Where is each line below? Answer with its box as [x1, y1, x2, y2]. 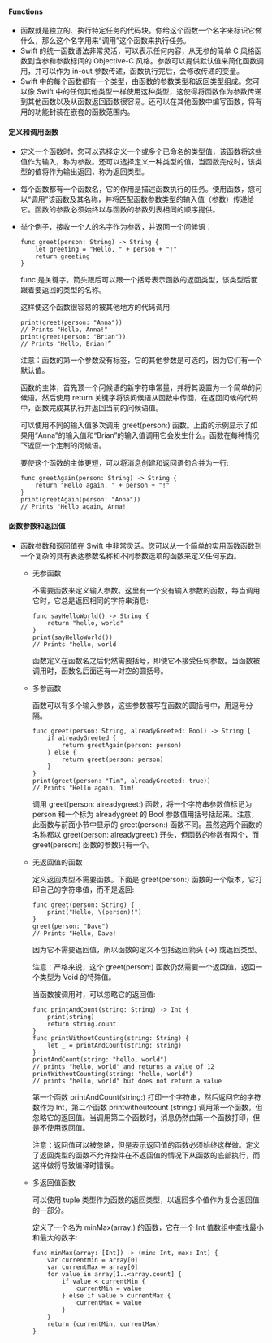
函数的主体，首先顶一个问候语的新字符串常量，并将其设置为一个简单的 [19, 383, 256, 392]
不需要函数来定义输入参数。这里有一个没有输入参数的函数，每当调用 [32, 585, 261, 595]
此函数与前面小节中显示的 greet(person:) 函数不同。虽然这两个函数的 [32, 819, 263, 829]
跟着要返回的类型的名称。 [19, 285, 106, 295]
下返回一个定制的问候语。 [19, 440, 106, 451]
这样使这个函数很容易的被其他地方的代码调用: [19, 302, 172, 313]
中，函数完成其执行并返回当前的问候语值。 [19, 403, 163, 413]
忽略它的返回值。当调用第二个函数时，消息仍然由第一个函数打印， [32, 1112, 253, 1122]
